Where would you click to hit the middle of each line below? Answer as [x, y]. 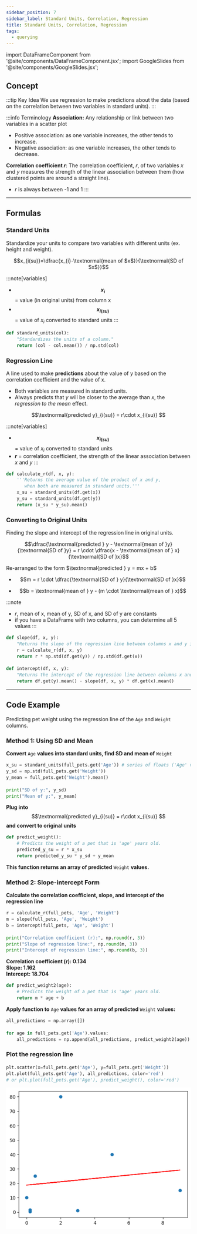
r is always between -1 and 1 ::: [52, 189]
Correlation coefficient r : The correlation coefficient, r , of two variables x [95, 165]
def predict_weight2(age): [39, 986]
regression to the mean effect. [51, 403]
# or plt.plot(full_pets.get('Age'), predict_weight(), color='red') [93, 1080]
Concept [22, 86]
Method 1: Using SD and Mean [50, 741]
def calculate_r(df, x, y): [40, 474]
